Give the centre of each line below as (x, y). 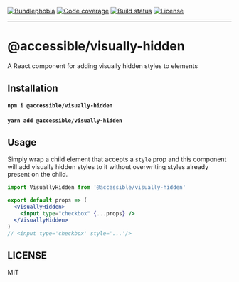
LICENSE (27, 255)
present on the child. (38, 175)
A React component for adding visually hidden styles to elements (103, 66)
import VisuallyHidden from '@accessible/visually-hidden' (97, 188)
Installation (33, 88)
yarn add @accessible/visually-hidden (65, 121)
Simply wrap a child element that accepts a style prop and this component (117, 159)
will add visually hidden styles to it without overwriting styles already (108, 167)
